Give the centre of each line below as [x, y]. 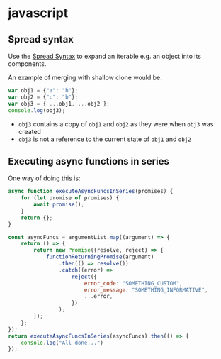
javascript [38, 13]
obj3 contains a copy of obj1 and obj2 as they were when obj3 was [116, 124]
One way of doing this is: [44, 178]
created [30, 131]
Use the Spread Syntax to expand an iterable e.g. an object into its [104, 56]
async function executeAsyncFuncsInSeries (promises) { [91, 192]
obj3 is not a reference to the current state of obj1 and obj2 [105, 139]
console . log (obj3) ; [37, 110]
